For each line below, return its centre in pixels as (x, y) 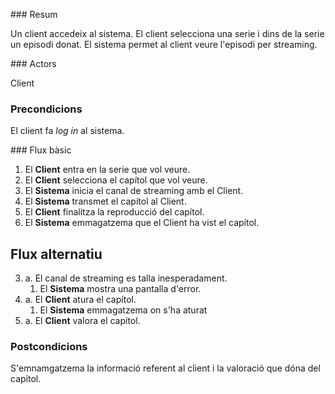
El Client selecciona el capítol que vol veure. (116, 180)
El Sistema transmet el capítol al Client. (105, 201)
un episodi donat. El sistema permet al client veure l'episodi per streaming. (164, 44)
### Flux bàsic (41, 150)
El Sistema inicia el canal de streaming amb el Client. (134, 191)
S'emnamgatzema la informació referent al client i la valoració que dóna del (165, 368)
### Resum (34, 14)
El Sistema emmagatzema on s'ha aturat (123, 310)
